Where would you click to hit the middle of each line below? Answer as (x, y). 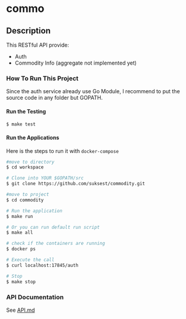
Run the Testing (26, 111)
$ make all (20, 233)
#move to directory (30, 162)
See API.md (21, 310)
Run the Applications (33, 137)
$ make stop (21, 282)
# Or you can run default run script (53, 227)
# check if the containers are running (56, 244)
